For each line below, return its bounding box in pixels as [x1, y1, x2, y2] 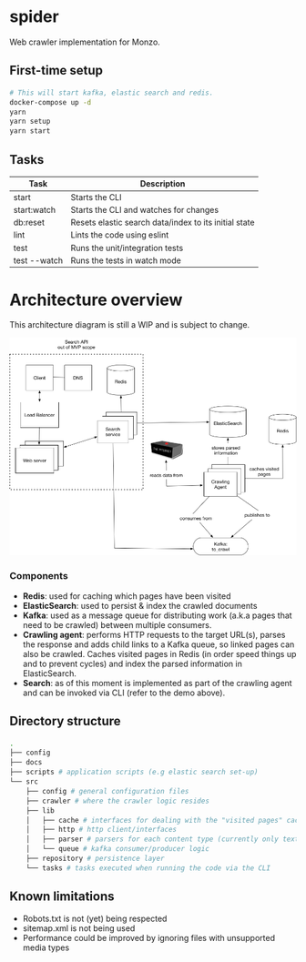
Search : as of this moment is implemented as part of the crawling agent [22, 677, 293, 688]
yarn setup [9, 116, 51, 127]
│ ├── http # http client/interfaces [25, 825, 178, 835]
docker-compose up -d [9, 97, 92, 106]
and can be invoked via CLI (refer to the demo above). [22, 687, 226, 698]
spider [9, 6, 59, 27]
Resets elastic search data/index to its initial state [70, 217, 255, 228]
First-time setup [9, 63, 103, 78]
